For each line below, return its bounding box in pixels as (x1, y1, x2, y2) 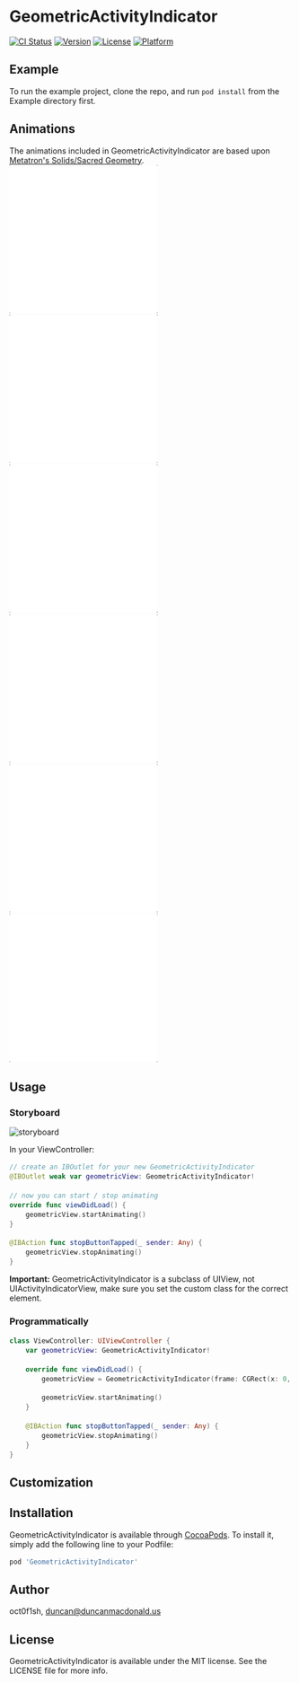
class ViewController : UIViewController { (9, 1337, 171, 1346)
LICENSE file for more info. (9, 1665, 109, 1676)
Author (9, 1582, 49, 1598)
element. (9, 1293, 42, 1303)
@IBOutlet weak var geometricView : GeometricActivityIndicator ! (9, 1172, 255, 1181)
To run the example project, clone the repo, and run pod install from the (9, 85, 280, 96)
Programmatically (9, 1315, 90, 1328)
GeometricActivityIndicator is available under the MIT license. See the (9, 1656, 268, 1667)
